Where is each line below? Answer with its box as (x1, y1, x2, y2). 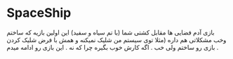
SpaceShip (6, 5, 72, 21)
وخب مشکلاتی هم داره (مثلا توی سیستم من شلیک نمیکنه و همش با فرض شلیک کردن (6, 35, 227, 44)
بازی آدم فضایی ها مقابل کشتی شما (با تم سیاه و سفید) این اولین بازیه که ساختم (6, 28, 215, 37)
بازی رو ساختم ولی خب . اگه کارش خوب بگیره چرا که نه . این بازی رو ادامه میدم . (6, 43, 219, 51)
